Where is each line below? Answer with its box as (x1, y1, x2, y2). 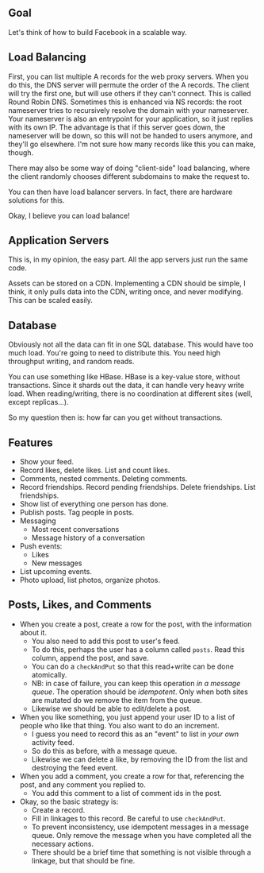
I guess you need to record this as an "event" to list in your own (31, 729, 239, 739)
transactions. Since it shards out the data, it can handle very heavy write (8, 381, 244, 390)
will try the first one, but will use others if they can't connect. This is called (8, 88, 251, 98)
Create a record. (31, 805, 86, 814)
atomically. (31, 669, 67, 679)
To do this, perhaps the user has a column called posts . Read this (31, 644, 245, 654)
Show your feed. (19, 457, 74, 467)
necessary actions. (31, 839, 94, 848)
